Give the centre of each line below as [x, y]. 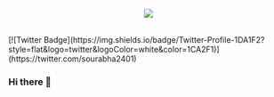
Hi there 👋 [30, 82]
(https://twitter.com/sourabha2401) [73, 59]
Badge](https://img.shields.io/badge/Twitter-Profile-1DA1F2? [154, 40]
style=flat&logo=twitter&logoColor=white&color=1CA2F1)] [114, 49]
